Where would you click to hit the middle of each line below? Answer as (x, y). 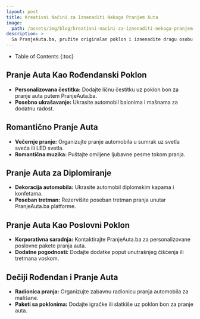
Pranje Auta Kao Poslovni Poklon (68, 225)
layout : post (22, 12)
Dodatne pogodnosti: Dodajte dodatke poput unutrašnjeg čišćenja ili (99, 252)
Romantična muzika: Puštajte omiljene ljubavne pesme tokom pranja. (100, 154)
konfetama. (29, 194)
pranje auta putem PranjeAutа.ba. (56, 95)
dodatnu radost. (35, 109)
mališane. (26, 298)
